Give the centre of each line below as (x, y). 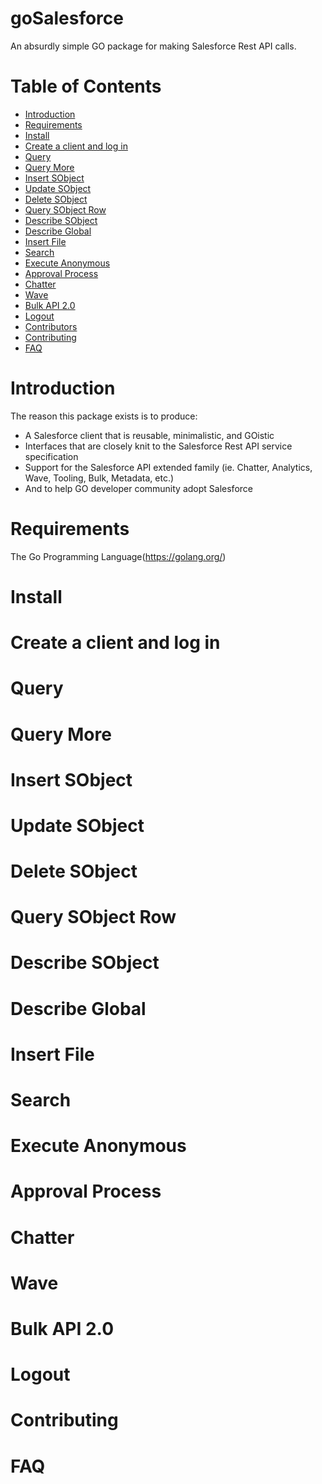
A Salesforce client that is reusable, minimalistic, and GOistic (149, 435)
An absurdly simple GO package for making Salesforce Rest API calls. (153, 46)
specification (51, 456)
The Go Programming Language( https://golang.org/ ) (118, 556)
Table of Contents (86, 86)
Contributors (51, 326)
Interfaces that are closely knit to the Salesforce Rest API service (158, 446)
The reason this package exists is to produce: (104, 416)
